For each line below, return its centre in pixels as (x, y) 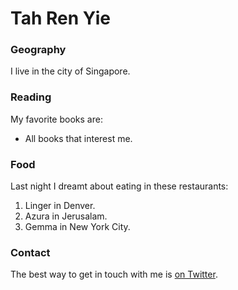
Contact (30, 252)
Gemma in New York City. (77, 227)
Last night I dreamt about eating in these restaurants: (119, 186)
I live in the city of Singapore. (70, 71)
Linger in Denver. (60, 206)
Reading (31, 97)
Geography (38, 50)
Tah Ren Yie (60, 18)
